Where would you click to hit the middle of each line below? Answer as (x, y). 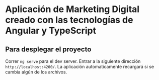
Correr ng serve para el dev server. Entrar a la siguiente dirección (73, 61)
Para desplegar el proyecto (48, 49)
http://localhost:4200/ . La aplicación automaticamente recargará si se (80, 67)
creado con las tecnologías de (69, 20)
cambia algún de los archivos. (36, 72)
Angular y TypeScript (51, 31)
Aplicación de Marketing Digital (72, 9)
